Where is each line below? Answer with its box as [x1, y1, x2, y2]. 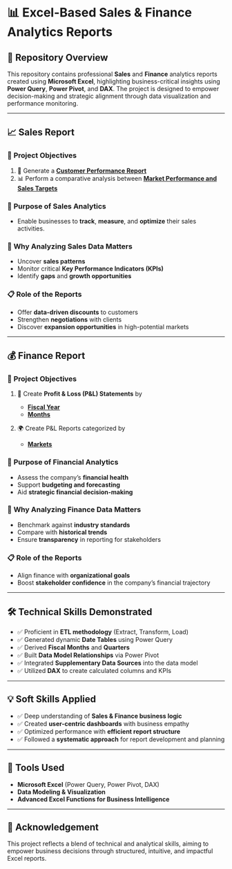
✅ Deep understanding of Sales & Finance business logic [17, 712, 182, 720]
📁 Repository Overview [7, 52, 108, 64]
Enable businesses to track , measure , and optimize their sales [17, 217, 197, 225]
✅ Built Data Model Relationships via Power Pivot [17, 651, 159, 659]
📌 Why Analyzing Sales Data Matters [7, 242, 133, 251]
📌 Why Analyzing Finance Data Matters [7, 505, 142, 514]
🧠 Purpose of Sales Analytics [7, 201, 106, 211]
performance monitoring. [7, 99, 79, 107]
